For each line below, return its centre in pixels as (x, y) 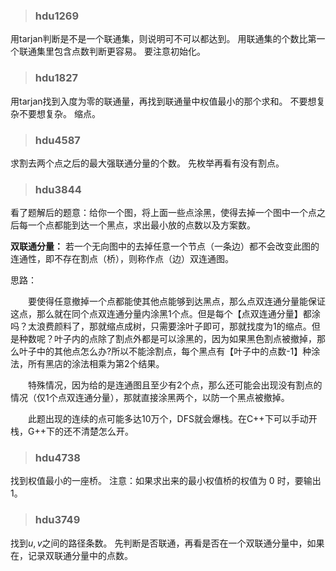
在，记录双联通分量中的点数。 (71, 555)
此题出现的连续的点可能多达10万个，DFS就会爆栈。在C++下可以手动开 (172, 419)
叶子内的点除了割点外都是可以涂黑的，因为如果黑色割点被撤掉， (185, 339)
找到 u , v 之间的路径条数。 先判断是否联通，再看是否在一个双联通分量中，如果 (167, 543)
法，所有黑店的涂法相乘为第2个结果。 (87, 364)
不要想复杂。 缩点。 (59, 113)
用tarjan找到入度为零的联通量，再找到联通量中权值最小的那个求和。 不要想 (163, 101)
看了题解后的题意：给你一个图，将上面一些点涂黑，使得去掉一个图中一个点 (163, 213)
